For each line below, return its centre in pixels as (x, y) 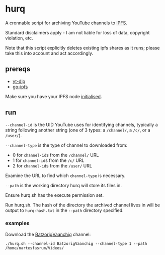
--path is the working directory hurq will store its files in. (64, 185)
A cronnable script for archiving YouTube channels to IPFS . (66, 23)
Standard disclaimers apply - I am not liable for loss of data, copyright (77, 32)
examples (17, 223)
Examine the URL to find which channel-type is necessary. (65, 176)
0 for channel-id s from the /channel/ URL (56, 155)
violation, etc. (19, 38)
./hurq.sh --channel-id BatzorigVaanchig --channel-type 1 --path (76, 243)
